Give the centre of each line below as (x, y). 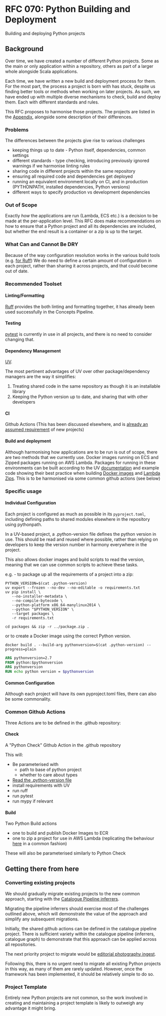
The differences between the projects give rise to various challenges (75, 141)
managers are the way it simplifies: (41, 377)
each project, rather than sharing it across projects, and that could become (82, 265)
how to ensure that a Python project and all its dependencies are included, (81, 226)
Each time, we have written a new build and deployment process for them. (81, 81)
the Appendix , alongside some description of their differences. (69, 117)
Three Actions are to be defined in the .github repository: (63, 723)
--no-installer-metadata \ (40, 596)
